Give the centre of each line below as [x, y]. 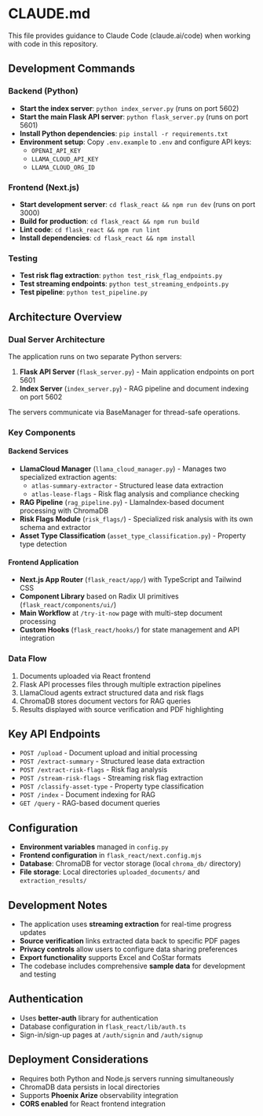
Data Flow [27, 658]
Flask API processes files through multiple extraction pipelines [120, 684]
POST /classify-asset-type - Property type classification [111, 786]
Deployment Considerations [79, 1060]
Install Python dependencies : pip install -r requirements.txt [124, 133]
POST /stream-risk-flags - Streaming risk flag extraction [111, 778]
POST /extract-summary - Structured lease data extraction [112, 762]
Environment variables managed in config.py [94, 847]
